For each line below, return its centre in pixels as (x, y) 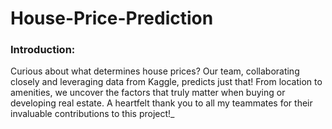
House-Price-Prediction (112, 18)
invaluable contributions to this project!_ (92, 114)
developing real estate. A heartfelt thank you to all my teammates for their (161, 103)
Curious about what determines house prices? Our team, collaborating (155, 71)
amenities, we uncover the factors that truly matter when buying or (148, 93)
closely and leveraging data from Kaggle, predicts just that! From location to (166, 82)
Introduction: (43, 50)
